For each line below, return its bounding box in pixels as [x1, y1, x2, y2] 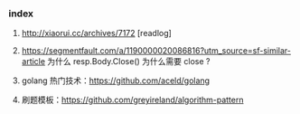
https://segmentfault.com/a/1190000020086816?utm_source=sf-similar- [21, 45, 291, 56]
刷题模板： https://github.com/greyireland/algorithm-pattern [21, 94, 244, 106]
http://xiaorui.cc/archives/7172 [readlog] [21, 28, 173, 39]
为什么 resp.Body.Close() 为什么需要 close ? [47, 56, 211, 67]
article [21, 56, 46, 67]
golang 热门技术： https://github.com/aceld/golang [21, 75, 210, 86]
